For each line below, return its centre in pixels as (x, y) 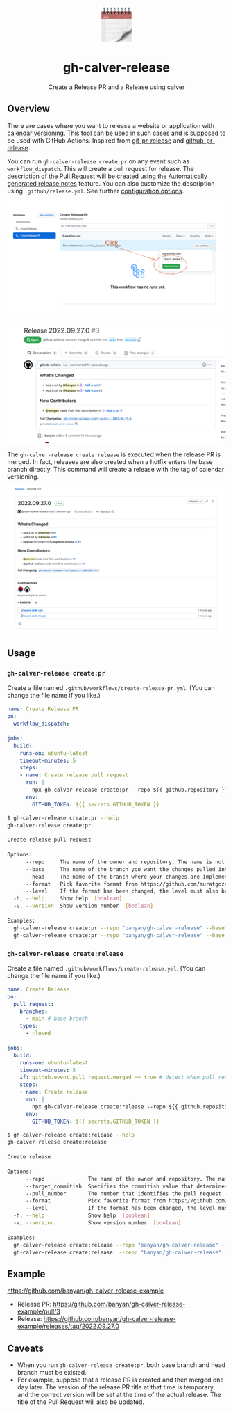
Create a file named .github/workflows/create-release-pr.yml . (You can (111, 688)
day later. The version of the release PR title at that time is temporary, (116, 1387)
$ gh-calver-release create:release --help (71, 1135)
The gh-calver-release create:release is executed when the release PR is (114, 454)
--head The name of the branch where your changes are (112, 877)
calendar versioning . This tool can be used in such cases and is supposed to (116, 133)
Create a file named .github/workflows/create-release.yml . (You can (106, 968)
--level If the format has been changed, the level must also (122, 891)
